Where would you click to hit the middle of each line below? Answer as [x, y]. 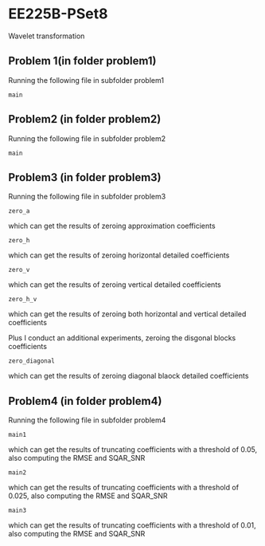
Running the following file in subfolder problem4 [87, 420]
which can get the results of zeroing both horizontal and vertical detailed [127, 314]
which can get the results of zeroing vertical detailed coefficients [115, 285]
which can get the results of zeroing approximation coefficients [112, 226]
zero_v [19, 270]
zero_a [19, 211]
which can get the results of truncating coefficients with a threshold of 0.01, [132, 525]
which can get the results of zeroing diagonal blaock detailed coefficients [129, 376]
